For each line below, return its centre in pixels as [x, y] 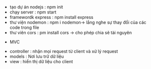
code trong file [24, 28]
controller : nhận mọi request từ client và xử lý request [64, 51]
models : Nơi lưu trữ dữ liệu [37, 56]
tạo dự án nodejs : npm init [36, 7]
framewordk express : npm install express [51, 17]
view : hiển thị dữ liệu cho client [41, 62]
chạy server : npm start [33, 12]
